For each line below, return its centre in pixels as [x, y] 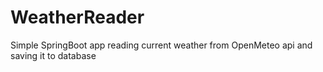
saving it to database [53, 55]
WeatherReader [77, 17]
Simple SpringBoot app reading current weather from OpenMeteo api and [161, 45]
